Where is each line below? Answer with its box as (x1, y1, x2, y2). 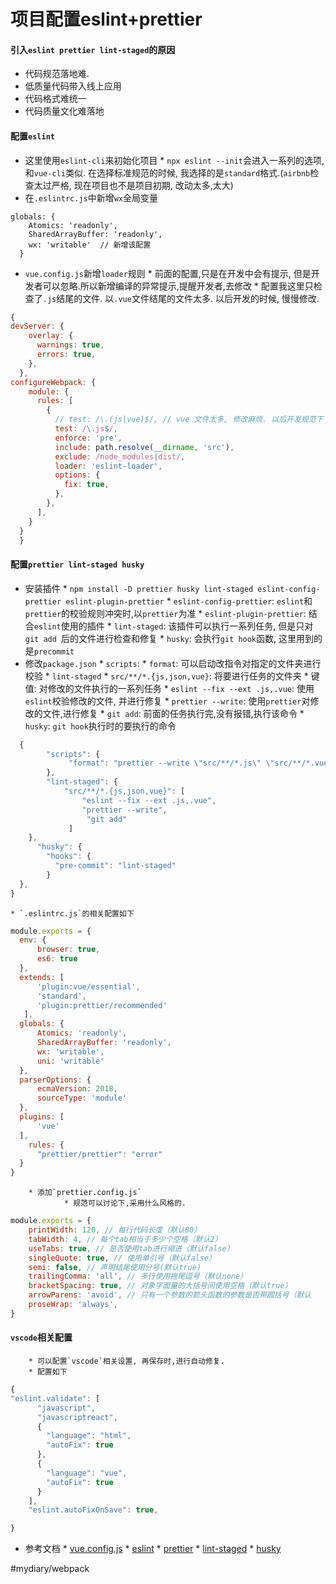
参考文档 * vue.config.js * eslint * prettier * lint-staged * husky (24, 1543, 282, 1555)
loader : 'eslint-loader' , (54, 461, 163, 471)
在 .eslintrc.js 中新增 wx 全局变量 (24, 191, 159, 204)
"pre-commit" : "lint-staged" (54, 861, 177, 871)
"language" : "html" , (46, 1431, 132, 1441)
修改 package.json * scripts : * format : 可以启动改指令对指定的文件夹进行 (24, 657, 322, 669)
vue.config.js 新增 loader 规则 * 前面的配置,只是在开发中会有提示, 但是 (24, 267, 312, 279)
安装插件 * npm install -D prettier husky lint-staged (24, 582, 254, 594)
